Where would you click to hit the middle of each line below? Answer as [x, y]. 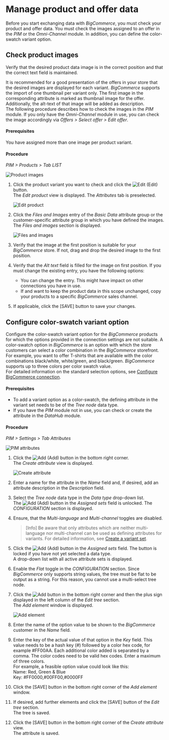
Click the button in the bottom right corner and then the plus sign [88, 595]
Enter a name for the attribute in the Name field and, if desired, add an [86, 483]
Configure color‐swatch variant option [67, 322]
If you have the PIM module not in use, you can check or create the [82, 410]
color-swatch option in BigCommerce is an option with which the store [78, 345]
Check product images [42, 55]
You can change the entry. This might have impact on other [82, 281]
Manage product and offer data [72, 9]
